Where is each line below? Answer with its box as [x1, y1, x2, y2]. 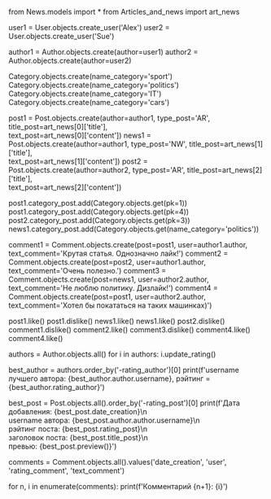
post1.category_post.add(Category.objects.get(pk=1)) [8, 199, 188, 208]
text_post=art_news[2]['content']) [8, 182, 122, 192]
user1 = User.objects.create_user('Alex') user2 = [8, 23, 170, 32]
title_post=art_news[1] [188, 139, 263, 149]
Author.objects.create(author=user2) [8, 56, 132, 65]
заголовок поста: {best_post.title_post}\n [8, 433, 148, 442]
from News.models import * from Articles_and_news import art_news [8, 7, 240, 16]
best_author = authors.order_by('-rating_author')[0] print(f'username [8, 365, 240, 374]
